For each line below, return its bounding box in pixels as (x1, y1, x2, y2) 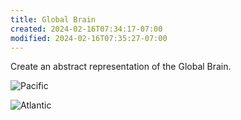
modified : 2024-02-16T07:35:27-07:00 (10, 33, 168, 43)
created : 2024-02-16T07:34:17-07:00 (10, 24, 163, 34)
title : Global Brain (10, 14, 97, 25)
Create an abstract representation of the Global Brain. (10, 61, 232, 73)
